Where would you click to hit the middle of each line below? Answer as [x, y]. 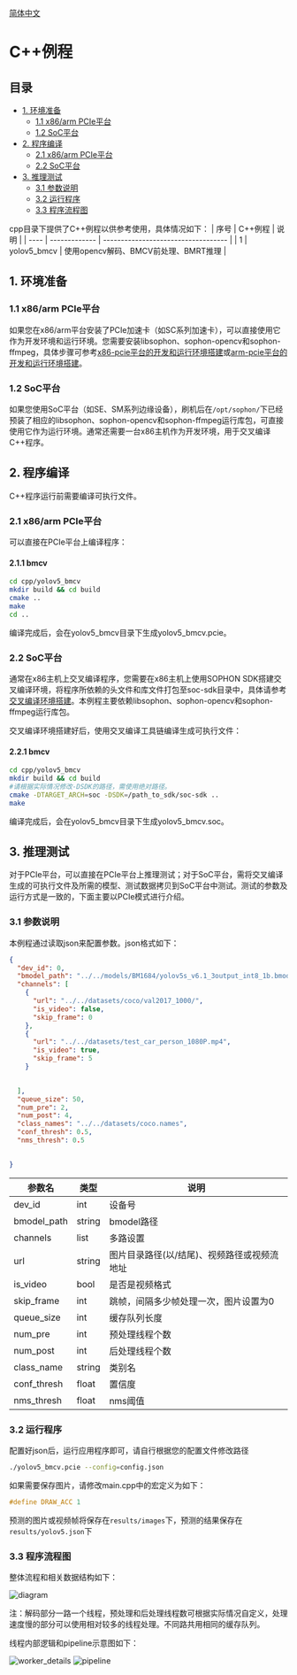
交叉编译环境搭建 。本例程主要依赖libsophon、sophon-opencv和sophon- [141, 700]
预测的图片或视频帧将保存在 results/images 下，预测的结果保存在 [126, 1520]
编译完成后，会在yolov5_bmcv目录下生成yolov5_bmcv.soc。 [119, 821]
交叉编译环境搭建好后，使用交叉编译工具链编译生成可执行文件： [125, 730]
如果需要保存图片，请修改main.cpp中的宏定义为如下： [107, 1485]
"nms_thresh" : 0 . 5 [51, 1140]
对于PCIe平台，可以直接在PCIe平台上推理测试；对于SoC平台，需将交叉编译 [146, 875]
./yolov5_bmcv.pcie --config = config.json [87, 1467]
